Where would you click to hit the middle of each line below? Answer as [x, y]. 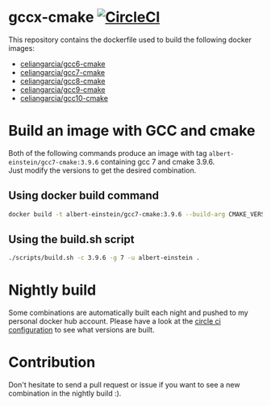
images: [21, 48]
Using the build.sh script [71, 239]
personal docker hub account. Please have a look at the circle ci [115, 321]
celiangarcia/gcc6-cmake [63, 64]
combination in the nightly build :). [65, 393]
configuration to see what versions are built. [81, 330]
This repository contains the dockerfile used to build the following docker [130, 40]
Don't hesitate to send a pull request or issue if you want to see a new [124, 385]
